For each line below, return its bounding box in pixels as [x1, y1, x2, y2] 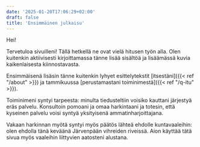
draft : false [6, 14, 39, 20]
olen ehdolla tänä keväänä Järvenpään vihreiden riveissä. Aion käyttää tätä [6, 127, 192, 135]
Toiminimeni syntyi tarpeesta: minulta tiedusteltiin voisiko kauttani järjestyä [6, 97, 192, 104]
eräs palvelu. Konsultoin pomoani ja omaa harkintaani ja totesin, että [6, 103, 175, 110]
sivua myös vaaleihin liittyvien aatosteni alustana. [6, 134, 128, 141]
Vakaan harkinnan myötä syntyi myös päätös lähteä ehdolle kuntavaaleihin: [6, 121, 193, 128]
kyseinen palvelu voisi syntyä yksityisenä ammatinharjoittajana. [6, 109, 164, 117]
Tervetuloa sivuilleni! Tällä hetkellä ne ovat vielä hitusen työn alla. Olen [6, 48, 181, 55]
